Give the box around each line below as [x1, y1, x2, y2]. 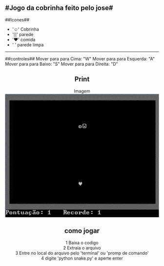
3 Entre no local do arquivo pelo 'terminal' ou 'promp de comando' [15, 250, 149, 256]
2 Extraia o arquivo [63, 245, 101, 250]
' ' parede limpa [12, 41, 44, 48]
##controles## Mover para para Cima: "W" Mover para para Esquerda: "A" [5, 56, 155, 61]
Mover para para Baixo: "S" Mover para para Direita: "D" [5, 61, 118, 67]
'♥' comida [12, 37, 36, 42]
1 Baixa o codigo [65, 240, 99, 246]
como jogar [64, 227, 100, 235]
